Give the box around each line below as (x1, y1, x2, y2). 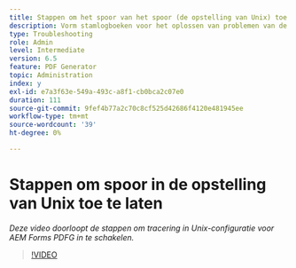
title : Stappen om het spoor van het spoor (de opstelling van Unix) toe (9, 12, 288, 22)
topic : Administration (9, 71, 93, 80)
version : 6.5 (9, 54, 58, 63)
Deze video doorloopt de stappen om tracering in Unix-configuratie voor (9, 223, 275, 233)
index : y (9, 79, 42, 88)
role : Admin (9, 37, 53, 47)
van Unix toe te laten (9, 193, 163, 214)
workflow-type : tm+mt (9, 112, 90, 121)
